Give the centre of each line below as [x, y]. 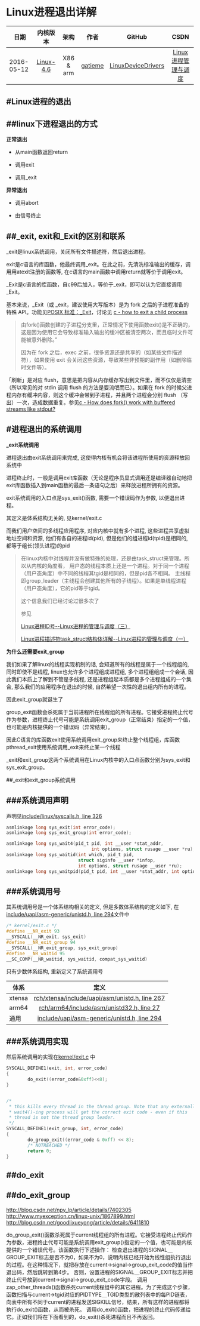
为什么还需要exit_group [35, 651]
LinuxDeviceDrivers [137, 65]
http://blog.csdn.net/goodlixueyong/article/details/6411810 [78, 1222]
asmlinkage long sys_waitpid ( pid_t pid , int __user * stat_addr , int [93, 871]
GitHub [137, 36]
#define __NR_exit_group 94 [41, 943]
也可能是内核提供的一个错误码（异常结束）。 [60, 727]
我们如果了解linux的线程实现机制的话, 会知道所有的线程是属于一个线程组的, [98, 664]
